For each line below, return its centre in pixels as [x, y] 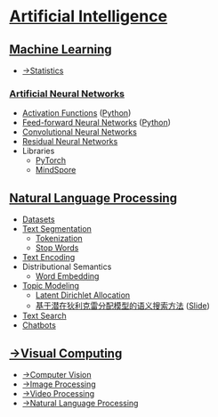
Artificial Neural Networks [67, 94]
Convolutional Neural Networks [80, 132]
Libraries [38, 151]
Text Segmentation [57, 229]
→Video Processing [58, 393]
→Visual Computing [66, 353]
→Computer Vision [57, 374]
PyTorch [51, 160]
